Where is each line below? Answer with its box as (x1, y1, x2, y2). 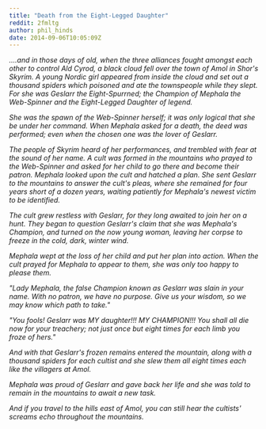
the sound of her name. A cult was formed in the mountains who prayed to (9, 154, 253, 163)
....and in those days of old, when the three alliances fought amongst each (9, 55, 253, 65)
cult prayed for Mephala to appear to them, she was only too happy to (9, 260, 239, 269)
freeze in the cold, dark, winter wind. (9, 236, 129, 245)
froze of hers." (9, 332, 56, 342)
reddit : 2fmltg (9, 19, 59, 27)
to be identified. (9, 196, 60, 205)
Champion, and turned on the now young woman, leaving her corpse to (9, 227, 243, 237)
